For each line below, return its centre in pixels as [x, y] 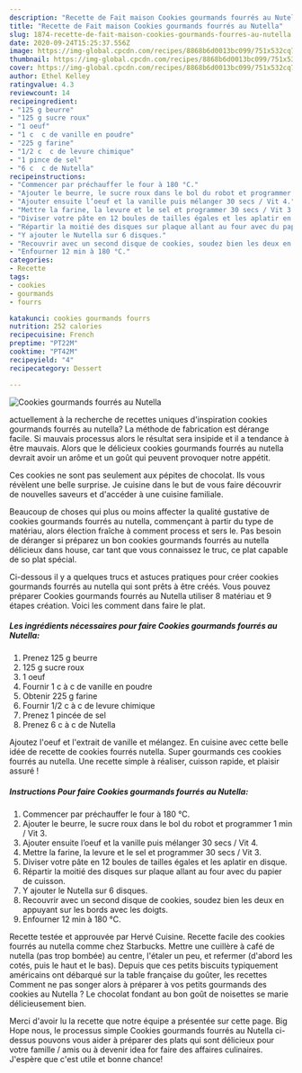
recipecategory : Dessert [56, 368]
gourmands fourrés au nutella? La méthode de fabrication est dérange [139, 429]
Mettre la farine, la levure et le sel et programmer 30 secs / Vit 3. [142, 853]
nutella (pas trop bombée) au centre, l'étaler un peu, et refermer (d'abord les [151, 956]
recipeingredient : [44, 101]
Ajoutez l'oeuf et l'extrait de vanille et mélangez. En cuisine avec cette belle [149, 742]
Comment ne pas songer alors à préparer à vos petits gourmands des [138, 985]
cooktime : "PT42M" [44, 352]
